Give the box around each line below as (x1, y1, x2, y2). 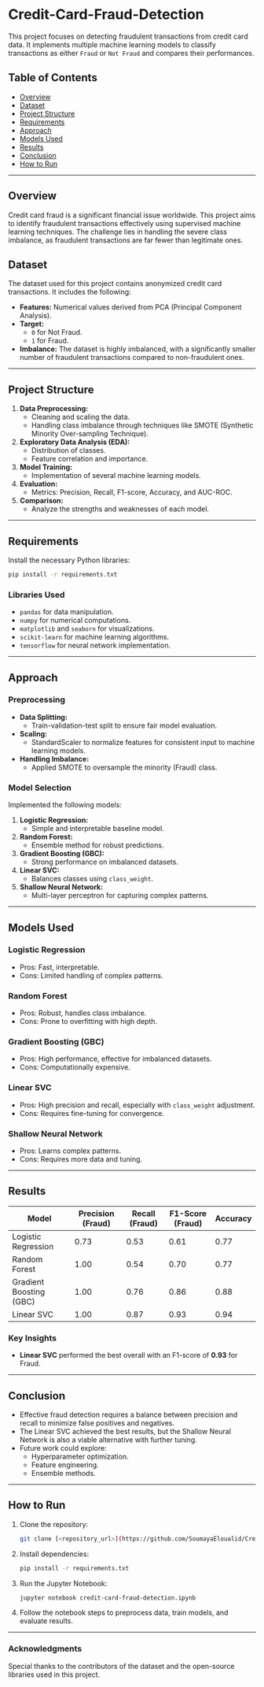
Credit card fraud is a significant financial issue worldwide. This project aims (8, 210, 256, 220)
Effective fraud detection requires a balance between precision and (19, 1410, 238, 1419)
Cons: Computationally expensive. (19, 1062, 131, 1072)
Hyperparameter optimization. (31, 1452, 129, 1461)
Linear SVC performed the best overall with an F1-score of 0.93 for (19, 1351, 238, 1360)
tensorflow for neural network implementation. (19, 640, 171, 651)
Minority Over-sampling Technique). (31, 429, 149, 439)
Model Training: (19, 462, 73, 472)
